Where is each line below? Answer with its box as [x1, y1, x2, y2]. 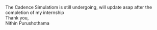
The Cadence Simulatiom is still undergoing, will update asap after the [5, 4, 152, 10]
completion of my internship [5, 9, 65, 15]
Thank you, [5, 15, 29, 20]
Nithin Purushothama [5, 20, 50, 26]
